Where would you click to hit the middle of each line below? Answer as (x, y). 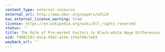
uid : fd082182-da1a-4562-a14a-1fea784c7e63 (51, 38)
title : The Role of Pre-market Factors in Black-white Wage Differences (83, 33)
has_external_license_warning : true (43, 19)
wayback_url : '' (22, 42)
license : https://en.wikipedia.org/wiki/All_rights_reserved (70, 24)
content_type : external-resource (40, 10)
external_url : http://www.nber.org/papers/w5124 (57, 14)
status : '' (17, 28)
